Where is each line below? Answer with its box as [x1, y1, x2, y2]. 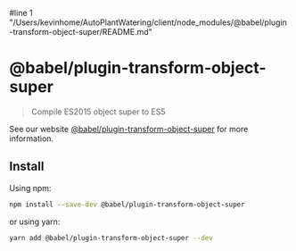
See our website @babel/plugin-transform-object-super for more [9, 123, 249, 134]
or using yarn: [9, 216, 61, 227]
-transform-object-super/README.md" [9, 27, 153, 37]
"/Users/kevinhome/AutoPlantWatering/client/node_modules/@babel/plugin [9, 17, 288, 28]
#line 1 [9, 8, 33, 18]
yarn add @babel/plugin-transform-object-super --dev [9, 233, 214, 242]
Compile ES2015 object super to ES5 [30, 106, 166, 117]
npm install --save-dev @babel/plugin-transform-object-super [9, 200, 245, 209]
